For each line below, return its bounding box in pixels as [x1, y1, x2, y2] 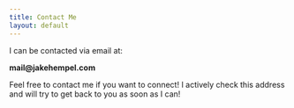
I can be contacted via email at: [9, 45, 124, 55]
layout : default [9, 21, 69, 30]
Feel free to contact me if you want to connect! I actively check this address [9, 79, 285, 90]
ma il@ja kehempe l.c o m [9, 62, 95, 73]
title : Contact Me [9, 12, 77, 22]
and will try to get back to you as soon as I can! [9, 89, 181, 99]
